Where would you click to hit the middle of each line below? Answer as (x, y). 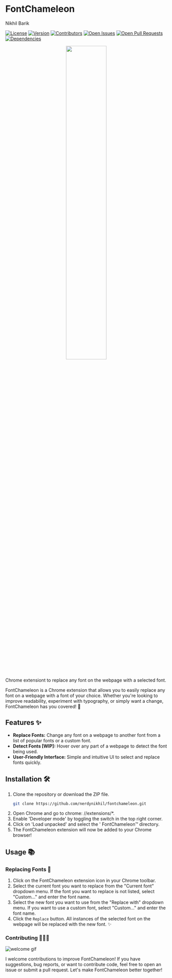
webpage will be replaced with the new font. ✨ (62, 924)
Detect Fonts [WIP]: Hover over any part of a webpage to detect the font (90, 746)
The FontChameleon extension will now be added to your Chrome (82, 830)
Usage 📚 (20, 852)
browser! (22, 835)
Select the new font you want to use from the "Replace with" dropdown (88, 902)
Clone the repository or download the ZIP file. (61, 794)
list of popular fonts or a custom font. (52, 740)
